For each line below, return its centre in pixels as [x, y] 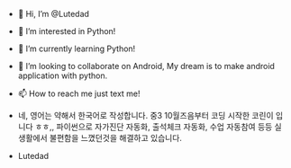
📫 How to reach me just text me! [79, 93]
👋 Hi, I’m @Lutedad [54, 14]
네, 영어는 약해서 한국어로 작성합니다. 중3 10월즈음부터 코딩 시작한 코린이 [145, 115]
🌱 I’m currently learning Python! [77, 49]
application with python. [63, 75]
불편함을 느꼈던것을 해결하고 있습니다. [116, 138]
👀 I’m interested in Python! [67, 31]
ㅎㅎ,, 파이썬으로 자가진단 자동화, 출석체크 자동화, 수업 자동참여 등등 [154, 127]
